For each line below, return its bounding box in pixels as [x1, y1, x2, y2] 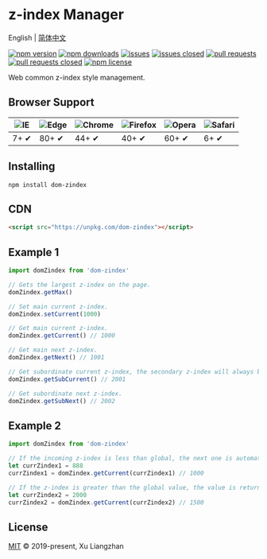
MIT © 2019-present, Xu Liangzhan [8, 542, 125, 551]
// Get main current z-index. [8, 324, 109, 332]
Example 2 [8, 419, 61, 433]
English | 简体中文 [8, 33, 67, 42]
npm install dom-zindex [8, 181, 87, 188]
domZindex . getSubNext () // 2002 [8, 397, 115, 405]
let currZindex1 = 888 [8, 462, 83, 470]
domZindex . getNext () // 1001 [8, 354, 105, 362]
